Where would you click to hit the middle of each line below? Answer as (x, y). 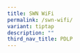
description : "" (31, 33)
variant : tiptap (31, 26)
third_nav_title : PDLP (40, 39)
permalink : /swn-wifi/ (40, 20)
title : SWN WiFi (31, 13)
